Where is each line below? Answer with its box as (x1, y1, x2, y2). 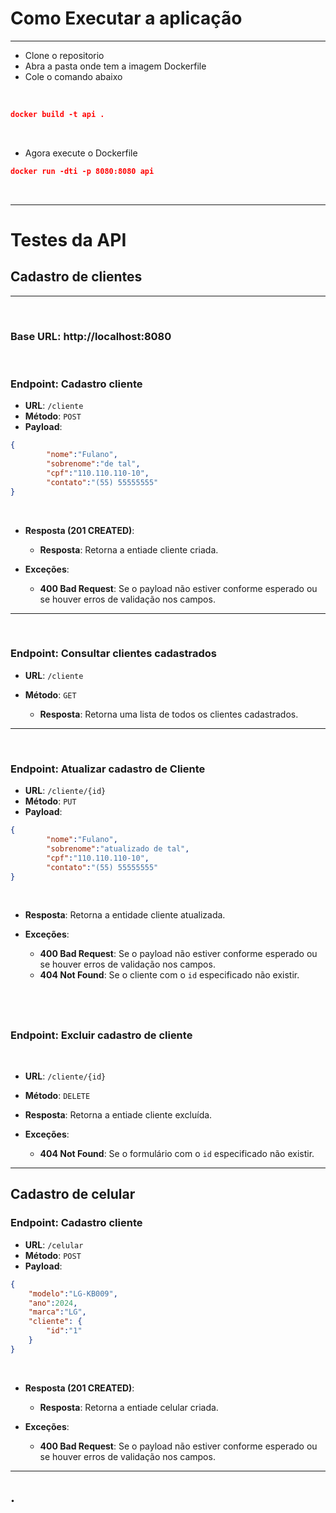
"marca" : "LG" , (28, 1307, 87, 1317)
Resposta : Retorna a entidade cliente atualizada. (24, 909, 226, 921)
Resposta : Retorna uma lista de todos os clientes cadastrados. (39, 708, 299, 720)
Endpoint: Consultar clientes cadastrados (10, 647, 217, 661)
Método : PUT (24, 795, 77, 807)
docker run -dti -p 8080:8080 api (10, 166, 155, 176)
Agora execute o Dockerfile (24, 147, 138, 159)
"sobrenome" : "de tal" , (46, 459, 141, 469)
